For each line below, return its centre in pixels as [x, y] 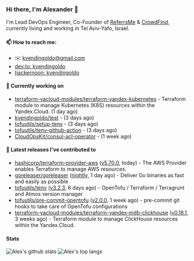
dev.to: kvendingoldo [40, 66]
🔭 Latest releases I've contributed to [51, 150]
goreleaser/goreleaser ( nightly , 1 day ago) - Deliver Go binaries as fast [99, 175]
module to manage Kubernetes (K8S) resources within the [85, 105]
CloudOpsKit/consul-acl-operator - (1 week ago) [73, 136]
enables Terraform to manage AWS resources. [71, 169]
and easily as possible [41, 181]
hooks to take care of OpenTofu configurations [71, 206]
